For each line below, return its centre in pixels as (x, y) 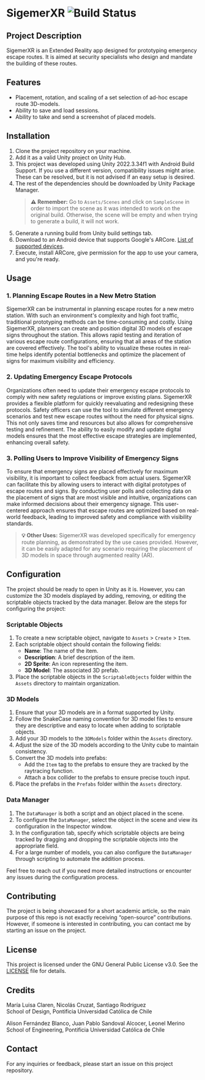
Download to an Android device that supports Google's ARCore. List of (104, 239)
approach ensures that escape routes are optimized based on (108, 510)
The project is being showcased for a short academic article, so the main (98, 911)
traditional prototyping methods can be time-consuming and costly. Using (99, 322)
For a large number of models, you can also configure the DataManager (103, 852)
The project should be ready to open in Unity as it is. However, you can (96, 589)
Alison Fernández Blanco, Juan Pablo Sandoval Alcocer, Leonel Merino (96, 1023)
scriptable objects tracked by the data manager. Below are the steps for (97, 602)
